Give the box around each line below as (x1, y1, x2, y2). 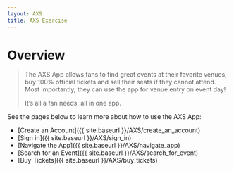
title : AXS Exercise (7, 17, 68, 24)
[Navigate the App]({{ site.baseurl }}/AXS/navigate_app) (17, 141, 181, 150)
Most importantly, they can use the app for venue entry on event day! (24, 85, 226, 94)
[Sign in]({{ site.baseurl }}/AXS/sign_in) (17, 134, 132, 142)
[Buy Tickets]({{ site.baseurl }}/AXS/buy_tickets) (17, 156, 158, 165)
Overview (7, 47, 66, 63)
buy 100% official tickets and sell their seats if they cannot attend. (24, 78, 216, 87)
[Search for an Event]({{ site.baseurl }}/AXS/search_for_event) (17, 148, 199, 157)
